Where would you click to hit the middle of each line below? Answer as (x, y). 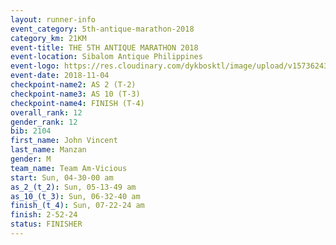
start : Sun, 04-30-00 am (62, 177)
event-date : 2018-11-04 (60, 76)
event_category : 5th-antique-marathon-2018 (102, 29)
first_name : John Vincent (64, 141)
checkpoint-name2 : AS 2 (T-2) (73, 85)
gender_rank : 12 (44, 122)
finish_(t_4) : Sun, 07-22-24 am (77, 206)
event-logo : (35, 66)
